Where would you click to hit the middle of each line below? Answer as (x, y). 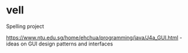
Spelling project (25, 26)
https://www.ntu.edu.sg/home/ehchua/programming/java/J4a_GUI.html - (94, 37)
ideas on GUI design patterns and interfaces (60, 44)
